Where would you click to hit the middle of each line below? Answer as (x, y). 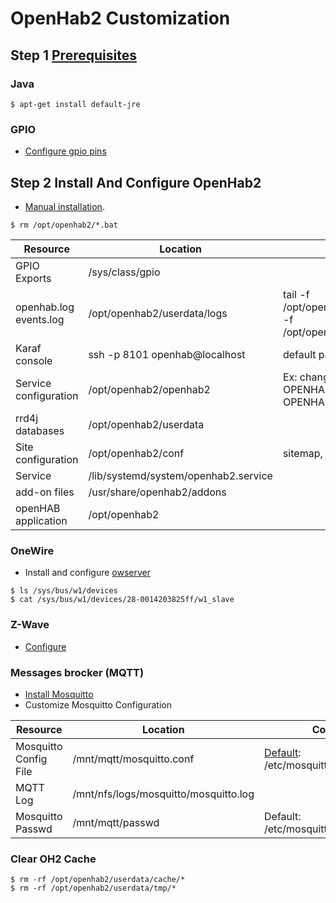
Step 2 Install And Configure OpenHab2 (136, 182)
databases (40, 430)
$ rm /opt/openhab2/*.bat (64, 225)
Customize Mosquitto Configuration (98, 704)
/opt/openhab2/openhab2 (149, 389)
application (41, 520)
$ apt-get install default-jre (75, 104)
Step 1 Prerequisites (73, 55)
